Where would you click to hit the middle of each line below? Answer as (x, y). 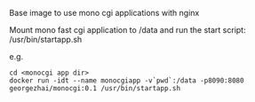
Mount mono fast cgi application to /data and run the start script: (127, 30)
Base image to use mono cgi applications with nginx (104, 13)
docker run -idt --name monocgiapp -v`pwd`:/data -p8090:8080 (127, 81)
